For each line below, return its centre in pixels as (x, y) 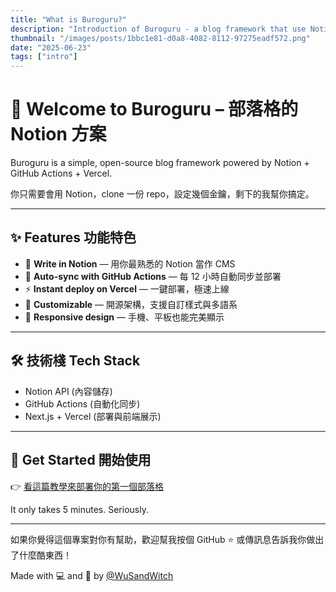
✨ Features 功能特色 (73, 237)
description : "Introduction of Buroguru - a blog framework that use (158, 29)
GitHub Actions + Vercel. (61, 173)
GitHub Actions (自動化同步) (82, 403)
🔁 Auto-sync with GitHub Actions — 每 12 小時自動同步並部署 (153, 276)
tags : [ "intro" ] (44, 57)
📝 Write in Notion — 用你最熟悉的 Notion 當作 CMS (130, 263)
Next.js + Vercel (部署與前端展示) (93, 416)
